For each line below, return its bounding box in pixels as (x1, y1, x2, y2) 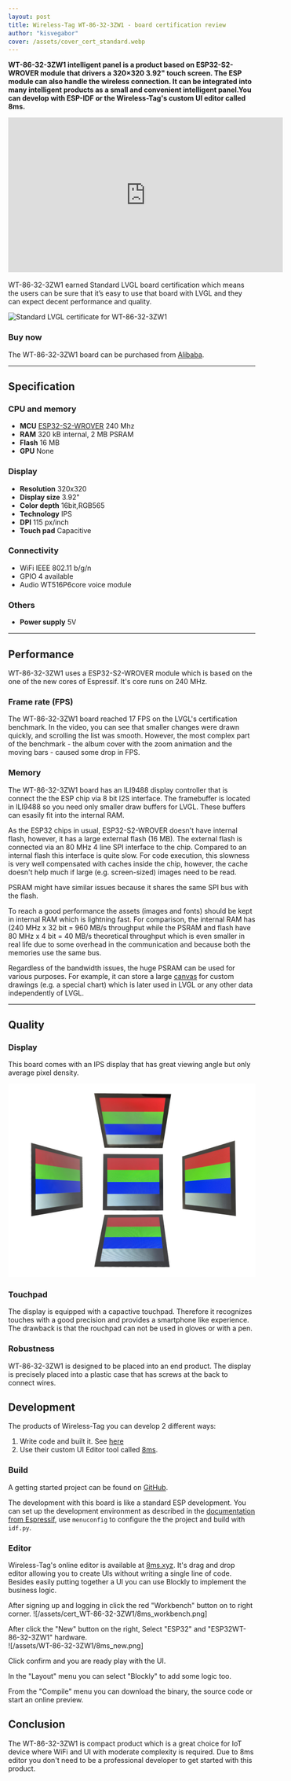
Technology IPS (19, 509, 72, 518)
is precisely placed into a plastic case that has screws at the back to (8, 1369, 229, 1379)
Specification (8, 380, 75, 393)
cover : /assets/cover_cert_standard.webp (8, 38, 146, 46)
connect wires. (8, 1378, 56, 1387)
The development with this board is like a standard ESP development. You (8, 1498, 247, 1507)
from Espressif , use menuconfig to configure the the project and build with (8, 1514, 246, 1524)
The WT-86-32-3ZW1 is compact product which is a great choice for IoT (8, 1739, 242, 1748)
